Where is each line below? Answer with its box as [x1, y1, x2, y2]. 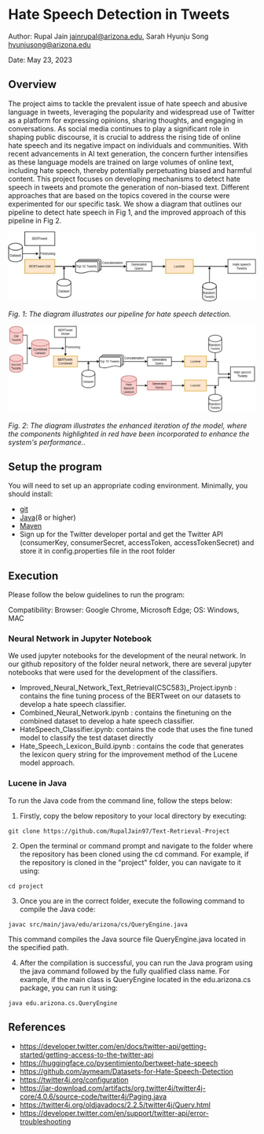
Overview [8, 78, 57, 91]
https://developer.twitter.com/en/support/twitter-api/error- [19, 1108, 210, 1117]
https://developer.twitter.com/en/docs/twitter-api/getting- [19, 1041, 207, 1051]
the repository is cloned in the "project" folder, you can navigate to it [19, 857, 241, 867]
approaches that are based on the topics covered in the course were [8, 190, 230, 200]
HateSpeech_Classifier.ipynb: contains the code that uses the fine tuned [19, 725, 254, 735]
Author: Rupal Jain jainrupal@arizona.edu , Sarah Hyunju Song [8, 31, 209, 41]
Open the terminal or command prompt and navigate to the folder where [19, 841, 254, 850]
